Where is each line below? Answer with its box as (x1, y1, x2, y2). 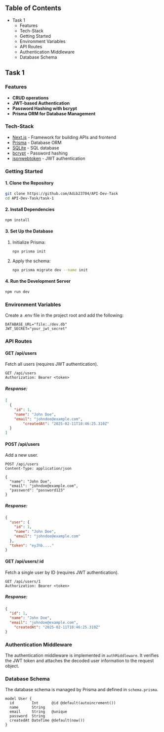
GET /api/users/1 (5, 579, 41, 584)
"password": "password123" (9, 488, 65, 493)
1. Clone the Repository (5, 180, 54, 186)
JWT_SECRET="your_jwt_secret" (5, 326, 68, 331)
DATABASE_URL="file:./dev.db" (5, 322, 68, 327)
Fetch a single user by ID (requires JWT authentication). (5, 569, 119, 575)
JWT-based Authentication (12, 100, 70, 106)
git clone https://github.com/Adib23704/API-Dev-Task (5, 191, 119, 196)
